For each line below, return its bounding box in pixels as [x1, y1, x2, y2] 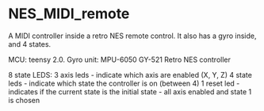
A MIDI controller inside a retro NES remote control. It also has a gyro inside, [8, 31, 257, 40]
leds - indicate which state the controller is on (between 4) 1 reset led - [8, 78, 240, 88]
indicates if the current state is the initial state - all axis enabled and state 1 [8, 86, 252, 96]
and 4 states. [8, 39, 52, 48]
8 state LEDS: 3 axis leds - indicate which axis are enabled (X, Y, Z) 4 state [8, 70, 252, 79]
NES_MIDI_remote [8, 5, 130, 23]
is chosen [8, 95, 40, 105]
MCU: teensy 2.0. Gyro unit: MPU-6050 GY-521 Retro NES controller [8, 55, 231, 64]
